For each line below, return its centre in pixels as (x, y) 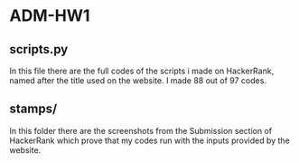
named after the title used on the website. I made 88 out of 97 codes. (138, 81)
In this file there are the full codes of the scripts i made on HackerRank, (142, 71)
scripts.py (39, 49)
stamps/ (33, 109)
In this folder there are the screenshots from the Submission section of (141, 130)
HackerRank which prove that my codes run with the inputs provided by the (150, 140)
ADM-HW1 (50, 16)
